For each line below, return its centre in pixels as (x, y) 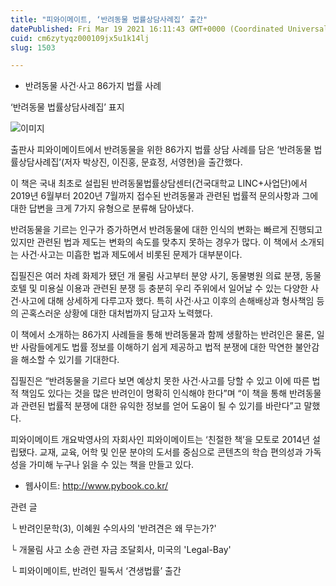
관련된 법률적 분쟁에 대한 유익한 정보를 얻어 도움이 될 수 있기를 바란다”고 (161, 406)
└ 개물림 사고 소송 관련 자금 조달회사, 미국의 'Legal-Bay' (121, 550)
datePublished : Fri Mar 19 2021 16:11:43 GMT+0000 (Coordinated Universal (169, 29)
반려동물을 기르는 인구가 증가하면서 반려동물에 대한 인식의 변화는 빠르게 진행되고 (166, 230)
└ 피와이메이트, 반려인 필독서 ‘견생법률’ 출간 (96, 571)
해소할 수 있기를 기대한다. (70, 360)
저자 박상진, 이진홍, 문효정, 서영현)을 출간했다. (153, 162)
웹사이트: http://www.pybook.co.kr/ (96, 486)
